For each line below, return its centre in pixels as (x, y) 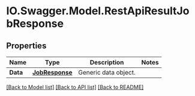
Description (107, 62)
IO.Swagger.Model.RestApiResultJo (98, 11)
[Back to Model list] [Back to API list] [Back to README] (75, 87)
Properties (26, 46)
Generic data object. (107, 72)
